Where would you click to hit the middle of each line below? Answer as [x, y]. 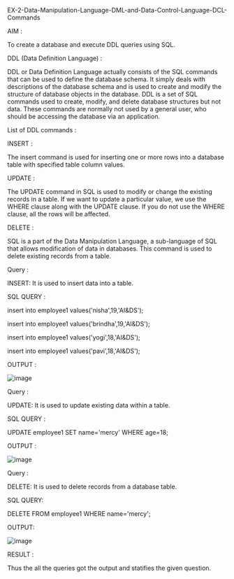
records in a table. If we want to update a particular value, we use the [107, 199]
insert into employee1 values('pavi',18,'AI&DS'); [74, 351]
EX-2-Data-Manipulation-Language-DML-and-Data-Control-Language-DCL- [117, 10]
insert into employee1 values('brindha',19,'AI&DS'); [79, 324]
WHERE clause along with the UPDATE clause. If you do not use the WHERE [116, 207]
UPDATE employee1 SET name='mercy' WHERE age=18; [88, 432]
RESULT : [21, 554]
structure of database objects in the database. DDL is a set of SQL [102, 94]
